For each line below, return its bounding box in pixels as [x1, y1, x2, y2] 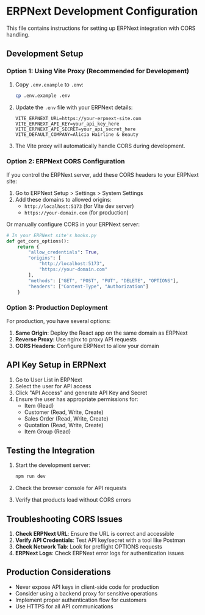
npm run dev [15, 474, 46, 480]
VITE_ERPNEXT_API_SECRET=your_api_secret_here [15, 126, 136, 132]
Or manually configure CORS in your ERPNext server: [6, 221, 140, 228]
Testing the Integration [6, 445, 95, 455]
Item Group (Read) [24, 428, 71, 435]
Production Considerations [6, 567, 111, 577]
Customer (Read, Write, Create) [24, 408, 104, 416]
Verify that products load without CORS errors [15, 496, 131, 503]
